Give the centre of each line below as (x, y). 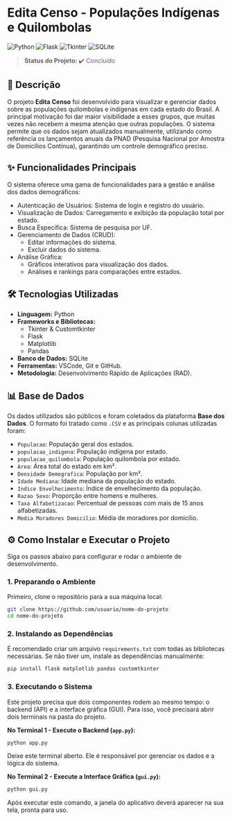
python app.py (28, 743)
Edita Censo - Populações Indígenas (114, 13)
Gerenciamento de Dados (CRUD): (66, 234)
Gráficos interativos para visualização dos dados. (98, 264)
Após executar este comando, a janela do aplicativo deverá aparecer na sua (115, 803)
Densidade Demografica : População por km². (80, 474)
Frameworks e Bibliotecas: (56, 322)
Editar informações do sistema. (72, 242)
